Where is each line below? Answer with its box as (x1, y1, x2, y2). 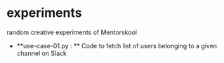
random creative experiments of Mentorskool (6, 28, 138, 36)
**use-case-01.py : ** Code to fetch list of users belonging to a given (16, 41, 218, 50)
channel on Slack (16, 49, 67, 57)
